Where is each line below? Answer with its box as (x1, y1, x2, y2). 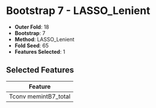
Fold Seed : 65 (14, 42, 49, 49)
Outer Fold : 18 (14, 23, 49, 30)
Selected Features (6, 65, 74, 75)
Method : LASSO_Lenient (14, 36, 74, 43)
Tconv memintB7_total (9, 92, 71, 100)
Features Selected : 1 (14, 48, 66, 55)
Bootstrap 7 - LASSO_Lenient (6, 4, 151, 18)
